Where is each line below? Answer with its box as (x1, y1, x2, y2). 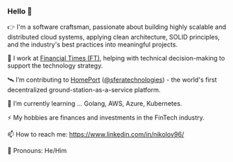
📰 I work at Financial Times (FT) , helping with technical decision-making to (7, 54, 225, 63)
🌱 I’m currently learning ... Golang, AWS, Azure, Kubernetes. (7, 99, 183, 108)
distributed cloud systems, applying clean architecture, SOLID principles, (7, 33, 220, 42)
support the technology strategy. (7, 61, 103, 70)
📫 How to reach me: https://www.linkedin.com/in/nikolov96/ (7, 130, 184, 139)
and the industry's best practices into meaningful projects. (7, 40, 178, 49)
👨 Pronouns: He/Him (7, 147, 67, 155)
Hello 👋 (7, 6, 33, 16)
